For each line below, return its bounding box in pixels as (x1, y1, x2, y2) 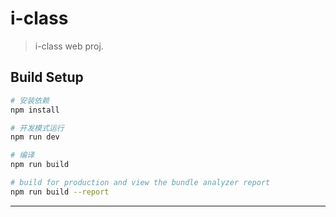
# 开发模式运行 (10, 123, 65, 133)
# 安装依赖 (10, 95, 50, 106)
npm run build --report (10, 187, 110, 197)
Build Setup (10, 69, 84, 86)
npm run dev (10, 132, 60, 142)
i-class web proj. (34, 40, 104, 52)
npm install (10, 105, 60, 115)
